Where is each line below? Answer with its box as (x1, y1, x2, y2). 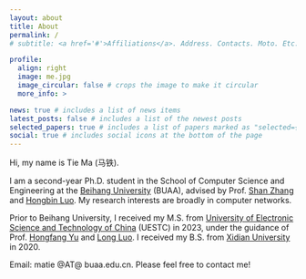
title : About (9, 22, 59, 31)
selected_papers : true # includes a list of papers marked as (9, 122, 250, 132)
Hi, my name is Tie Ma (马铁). (9, 157, 120, 169)
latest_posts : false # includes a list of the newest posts (9, 114, 243, 123)
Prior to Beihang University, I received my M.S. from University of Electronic (9, 212, 294, 223)
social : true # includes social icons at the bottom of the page (9, 131, 262, 140)
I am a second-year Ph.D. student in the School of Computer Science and (9, 175, 285, 187)
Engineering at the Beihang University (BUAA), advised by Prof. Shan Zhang (9, 185, 294, 196)
